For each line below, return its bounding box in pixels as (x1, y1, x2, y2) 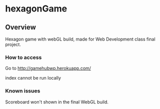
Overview (5, 23, 36, 31)
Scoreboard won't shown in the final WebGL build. (5, 98, 109, 105)
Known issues (5, 87, 40, 94)
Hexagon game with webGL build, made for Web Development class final (5, 36, 156, 42)
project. (5, 41, 21, 47)
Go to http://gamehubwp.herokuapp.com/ (5, 65, 91, 71)
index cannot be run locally (5, 75, 61, 81)
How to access (5, 53, 42, 60)
